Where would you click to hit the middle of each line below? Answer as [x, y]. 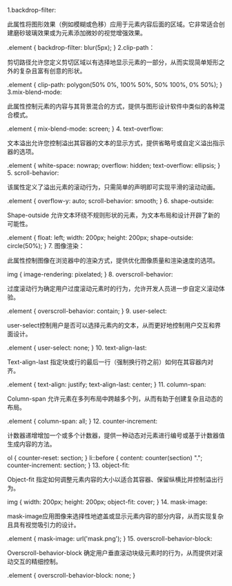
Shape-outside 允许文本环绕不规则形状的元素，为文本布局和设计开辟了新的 [114, 215]
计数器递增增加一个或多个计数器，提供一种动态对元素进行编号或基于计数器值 [116, 435]
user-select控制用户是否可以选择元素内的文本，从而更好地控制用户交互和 [111, 325]
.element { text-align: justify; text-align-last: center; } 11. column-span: [107, 384]
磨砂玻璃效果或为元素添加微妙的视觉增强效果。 [79, 33]
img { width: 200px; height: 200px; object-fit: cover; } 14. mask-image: [107, 502]
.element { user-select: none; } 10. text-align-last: [77, 348]
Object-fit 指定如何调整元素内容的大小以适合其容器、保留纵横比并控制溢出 [112, 479]
